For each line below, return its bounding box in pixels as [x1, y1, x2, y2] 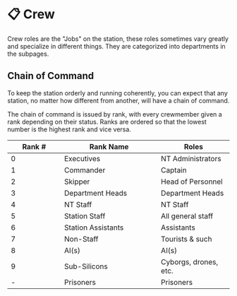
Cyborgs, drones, [161, 256, 219, 266]
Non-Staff [64, 234, 99, 244]
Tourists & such [161, 234, 212, 244]
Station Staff [64, 211, 106, 220]
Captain [161, 165, 187, 174]
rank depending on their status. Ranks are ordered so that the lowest [7, 117, 207, 126]
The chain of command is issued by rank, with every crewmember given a [7, 109, 222, 118]
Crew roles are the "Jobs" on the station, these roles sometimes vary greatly [7, 34, 229, 43]
